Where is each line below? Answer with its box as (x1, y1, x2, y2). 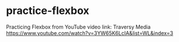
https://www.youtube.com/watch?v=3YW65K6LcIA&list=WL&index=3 (6, 29, 174, 36)
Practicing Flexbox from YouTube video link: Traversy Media (6, 23, 151, 30)
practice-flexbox (6, 4, 89, 17)
